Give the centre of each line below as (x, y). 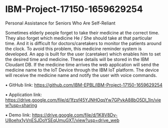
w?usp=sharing (21, 105)
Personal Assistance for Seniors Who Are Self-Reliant (60, 23)
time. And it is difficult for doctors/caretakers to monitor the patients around (83, 43)
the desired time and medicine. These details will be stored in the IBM (77, 59)
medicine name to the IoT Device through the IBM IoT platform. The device (82, 70)
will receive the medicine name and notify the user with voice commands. (81, 75)
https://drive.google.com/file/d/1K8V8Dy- (75, 115)
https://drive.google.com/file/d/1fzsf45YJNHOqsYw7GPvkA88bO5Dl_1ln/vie (83, 100)
